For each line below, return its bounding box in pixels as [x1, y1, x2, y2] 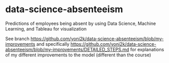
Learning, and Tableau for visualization [5, 25, 87, 31]
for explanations [130, 46, 164, 52]
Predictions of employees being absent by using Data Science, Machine [5, 20, 156, 26]
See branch [5, 36, 30, 42]
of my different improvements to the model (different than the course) [5, 52, 151, 58]
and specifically [36, 41, 70, 47]
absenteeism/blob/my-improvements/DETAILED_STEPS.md [5, 46, 129, 52]
